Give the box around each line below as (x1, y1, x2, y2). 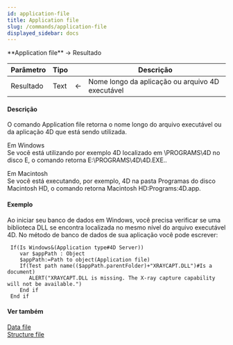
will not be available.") (7, 280, 82, 287)
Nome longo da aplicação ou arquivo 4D (88, 77, 220, 87)
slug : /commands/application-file (7, 23, 107, 30)
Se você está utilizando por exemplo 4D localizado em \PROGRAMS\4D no (7, 149, 221, 157)
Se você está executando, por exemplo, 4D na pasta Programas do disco (7, 177, 216, 185)
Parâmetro (10, 65, 46, 75)
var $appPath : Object (19, 250, 85, 257)
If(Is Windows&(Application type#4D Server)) (10, 244, 144, 251)
